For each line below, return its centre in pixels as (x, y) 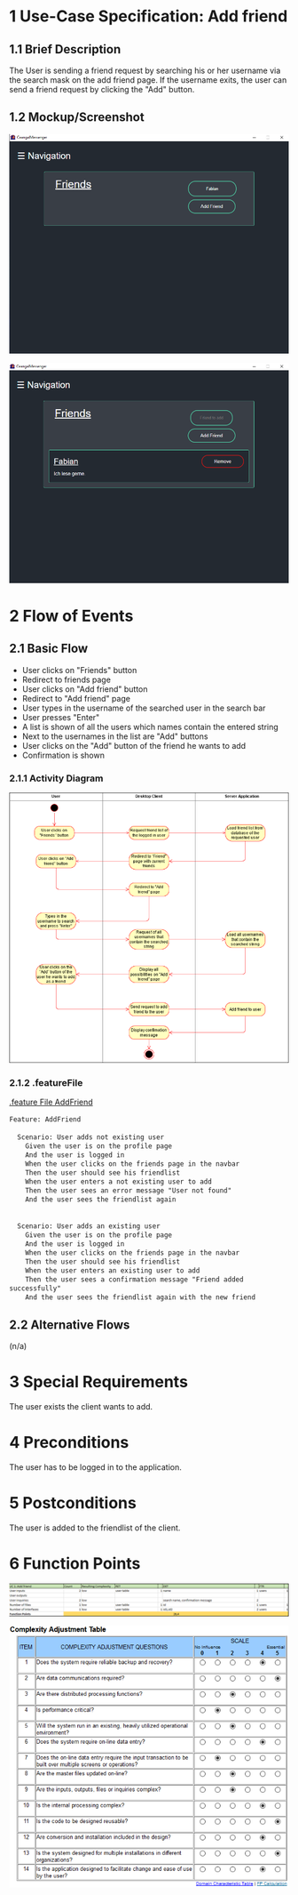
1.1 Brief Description (65, 49)
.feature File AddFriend (51, 1102)
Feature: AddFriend (45, 1120)
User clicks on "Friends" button (79, 670)
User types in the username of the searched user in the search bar (144, 708)
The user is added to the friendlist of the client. (95, 1528)
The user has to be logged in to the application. (95, 1467)
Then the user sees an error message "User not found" (129, 1191)
